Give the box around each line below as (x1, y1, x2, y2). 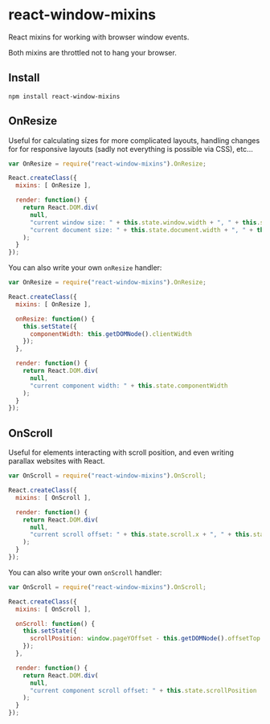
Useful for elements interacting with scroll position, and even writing (8, 448, 235, 457)
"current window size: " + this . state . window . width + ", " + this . (29, 219, 261, 227)
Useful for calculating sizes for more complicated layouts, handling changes (8, 135, 260, 145)
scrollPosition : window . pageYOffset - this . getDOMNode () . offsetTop (29, 635, 261, 643)
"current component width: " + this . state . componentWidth (29, 382, 228, 390)
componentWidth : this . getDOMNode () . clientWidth (29, 329, 193, 338)
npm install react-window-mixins (8, 92, 121, 100)
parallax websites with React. (8, 456, 105, 466)
